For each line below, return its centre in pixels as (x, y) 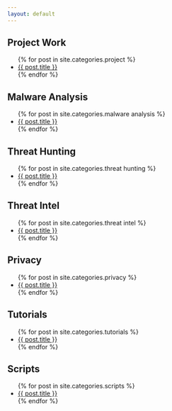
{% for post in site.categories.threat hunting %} (87, 169)
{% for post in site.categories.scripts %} (76, 386)
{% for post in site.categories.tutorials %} (78, 332)
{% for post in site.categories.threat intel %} (82, 223)
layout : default (31, 14)
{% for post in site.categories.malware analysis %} (91, 114)
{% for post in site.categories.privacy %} (77, 277)
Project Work (37, 43)
